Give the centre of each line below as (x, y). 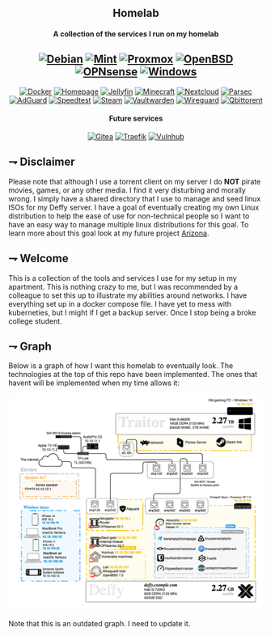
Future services (136, 119)
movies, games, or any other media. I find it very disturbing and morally (127, 190)
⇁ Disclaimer (42, 162)
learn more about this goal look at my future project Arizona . (109, 233)
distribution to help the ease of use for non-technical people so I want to (129, 216)
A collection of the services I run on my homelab (136, 34)
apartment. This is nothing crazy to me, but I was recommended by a (123, 286)
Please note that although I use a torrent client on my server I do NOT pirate (135, 181)
